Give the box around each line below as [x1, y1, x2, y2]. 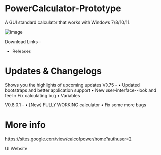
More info [5, 119, 46, 131]
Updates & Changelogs [5, 65, 102, 77]
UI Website [5, 145, 28, 151]
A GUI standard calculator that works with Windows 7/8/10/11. [5, 19, 131, 25]
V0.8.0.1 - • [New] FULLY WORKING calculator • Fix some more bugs [5, 102, 146, 108]
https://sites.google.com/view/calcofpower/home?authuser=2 [5, 136, 132, 142]
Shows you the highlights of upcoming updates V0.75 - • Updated [5, 82, 140, 88]
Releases [12, 48, 31, 54]
